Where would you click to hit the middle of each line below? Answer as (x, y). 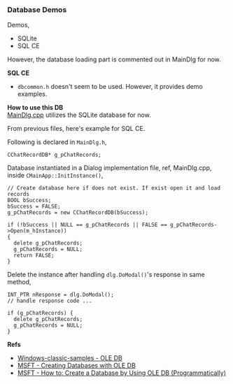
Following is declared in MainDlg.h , (57, 142)
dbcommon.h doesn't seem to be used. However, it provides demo (110, 87)
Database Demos (37, 10)
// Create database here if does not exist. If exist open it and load (114, 188)
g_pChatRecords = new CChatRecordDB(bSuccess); (78, 213)
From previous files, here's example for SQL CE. (76, 129)
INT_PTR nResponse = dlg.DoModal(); (61, 295)
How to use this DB (35, 108)
